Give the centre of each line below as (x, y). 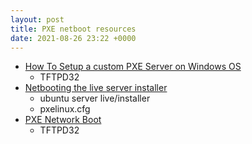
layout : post (37, 19)
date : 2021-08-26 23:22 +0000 (73, 38)
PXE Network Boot (63, 120)
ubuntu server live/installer (95, 98)
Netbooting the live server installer (96, 88)
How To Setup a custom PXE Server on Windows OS (133, 67)
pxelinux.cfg (65, 109)
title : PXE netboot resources (73, 29)
